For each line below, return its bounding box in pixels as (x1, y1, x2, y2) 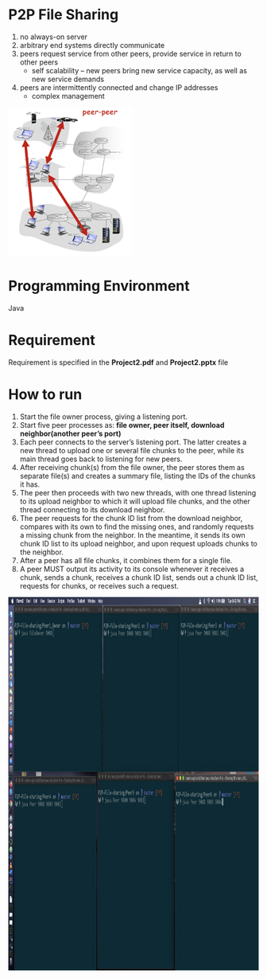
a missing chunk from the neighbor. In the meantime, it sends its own (19, 530, 246, 539)
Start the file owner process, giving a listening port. (19, 412, 188, 421)
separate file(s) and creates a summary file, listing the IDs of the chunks (19, 471, 256, 480)
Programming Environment (8, 277, 191, 296)
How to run (8, 386, 83, 403)
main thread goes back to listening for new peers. (19, 454, 183, 464)
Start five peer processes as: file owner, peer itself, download (19, 420, 225, 429)
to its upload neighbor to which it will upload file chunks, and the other (19, 496, 250, 506)
